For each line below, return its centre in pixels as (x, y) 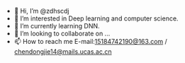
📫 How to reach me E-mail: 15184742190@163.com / (91, 41)
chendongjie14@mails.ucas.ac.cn (63, 52)
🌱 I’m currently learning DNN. (57, 26)
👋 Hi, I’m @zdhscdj (41, 11)
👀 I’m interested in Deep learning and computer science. (96, 18)
